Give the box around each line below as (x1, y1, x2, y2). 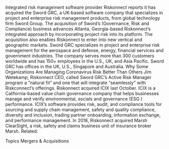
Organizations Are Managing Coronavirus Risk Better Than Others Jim (5, 69, 152, 75)
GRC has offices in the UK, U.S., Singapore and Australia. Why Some (5, 63, 149, 69)
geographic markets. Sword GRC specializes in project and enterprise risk (5, 42, 160, 48)
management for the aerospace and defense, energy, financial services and (5, 48, 164, 53)
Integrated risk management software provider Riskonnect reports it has (5, 5, 156, 10)
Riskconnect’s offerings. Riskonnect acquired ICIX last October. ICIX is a (5, 85, 156, 91)
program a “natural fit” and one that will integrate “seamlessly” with (5, 80, 146, 86)
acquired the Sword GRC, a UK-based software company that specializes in (5, 10, 163, 16)
